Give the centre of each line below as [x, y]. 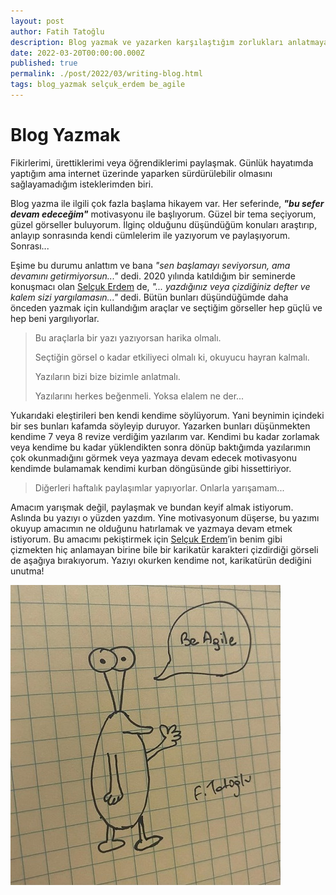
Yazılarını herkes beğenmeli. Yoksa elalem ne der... [139, 396]
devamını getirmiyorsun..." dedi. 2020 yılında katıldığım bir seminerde [153, 276]
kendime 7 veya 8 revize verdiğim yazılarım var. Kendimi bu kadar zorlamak [165, 436]
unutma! [27, 571]
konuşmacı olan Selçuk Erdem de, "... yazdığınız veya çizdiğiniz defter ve [160, 286]
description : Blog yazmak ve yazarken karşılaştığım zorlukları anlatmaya [169, 42]
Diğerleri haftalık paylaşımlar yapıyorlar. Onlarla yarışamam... [159, 487]
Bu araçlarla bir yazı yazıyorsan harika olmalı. [128, 337]
